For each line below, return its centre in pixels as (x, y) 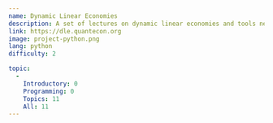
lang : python (30, 46)
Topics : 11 (41, 99)
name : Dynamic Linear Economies (63, 16)
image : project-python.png (54, 39)
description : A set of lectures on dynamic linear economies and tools (132, 24)
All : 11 (36, 107)
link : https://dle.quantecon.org (65, 31)
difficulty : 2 (32, 54)
